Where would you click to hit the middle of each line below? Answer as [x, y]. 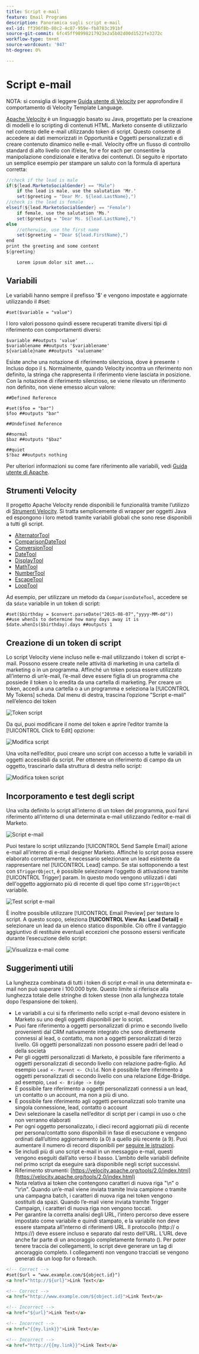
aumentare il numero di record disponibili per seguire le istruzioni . [95, 1145]
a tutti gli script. [25, 524]
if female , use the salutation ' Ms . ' [63, 213]
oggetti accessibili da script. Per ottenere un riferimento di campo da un [94, 760]
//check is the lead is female [45, 202]
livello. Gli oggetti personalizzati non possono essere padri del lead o [99, 1044]
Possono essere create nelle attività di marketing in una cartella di [99, 664]
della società [30, 1051]
